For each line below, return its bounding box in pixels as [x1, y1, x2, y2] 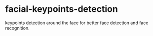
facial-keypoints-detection [5, 3, 118, 15]
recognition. [5, 25, 30, 31]
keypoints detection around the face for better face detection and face [5, 20, 149, 26]
